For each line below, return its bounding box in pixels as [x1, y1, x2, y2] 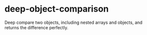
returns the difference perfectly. [4, 24, 68, 30]
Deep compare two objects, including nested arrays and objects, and [4, 19, 143, 25]
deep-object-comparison [4, 3, 109, 15]
